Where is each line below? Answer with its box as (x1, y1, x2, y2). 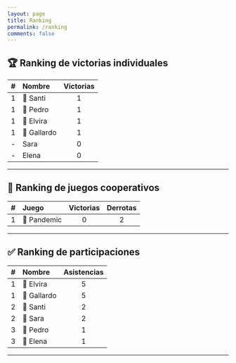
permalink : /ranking (7, 23, 68, 30)
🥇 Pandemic (22, 214, 62, 224)
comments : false (7, 30, 55, 37)
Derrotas (106, 202, 137, 212)
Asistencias (63, 267, 104, 277)
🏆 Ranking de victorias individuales (7, 57, 169, 69)
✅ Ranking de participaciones (7, 246, 140, 258)
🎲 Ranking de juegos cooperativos (7, 182, 160, 194)
